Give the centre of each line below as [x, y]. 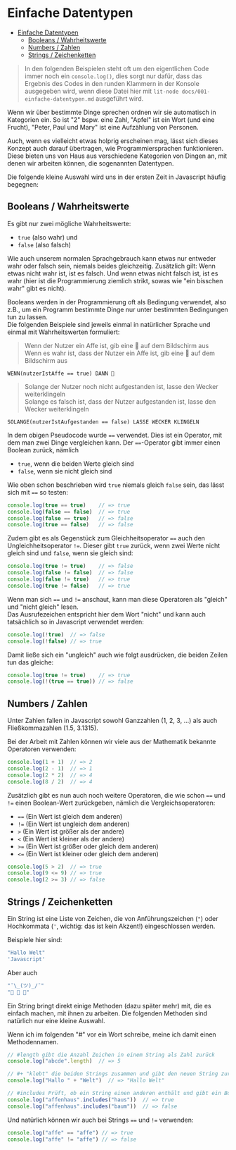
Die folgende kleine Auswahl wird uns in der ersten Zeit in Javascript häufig [117, 177]
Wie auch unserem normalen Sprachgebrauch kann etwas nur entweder [112, 258]
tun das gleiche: [31, 662]
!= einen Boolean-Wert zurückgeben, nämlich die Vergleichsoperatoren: [111, 803]
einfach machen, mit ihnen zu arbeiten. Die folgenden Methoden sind [107, 1013]
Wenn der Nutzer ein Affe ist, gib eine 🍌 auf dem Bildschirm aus [117, 345]
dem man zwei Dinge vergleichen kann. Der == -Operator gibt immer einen [114, 443]
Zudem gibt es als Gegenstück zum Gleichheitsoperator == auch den [106, 538]
